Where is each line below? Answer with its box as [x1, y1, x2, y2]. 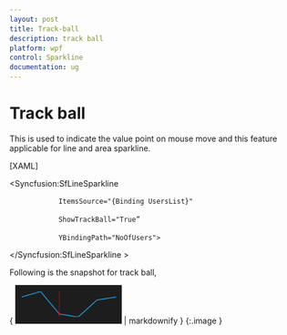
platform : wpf [9, 44, 64, 53]
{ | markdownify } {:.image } [9, 315, 223, 326]
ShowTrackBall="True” [57, 215, 141, 224]
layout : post [9, 15, 59, 24]
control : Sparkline [9, 53, 84, 63]
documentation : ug [9, 63, 79, 72]
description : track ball [9, 34, 104, 43]
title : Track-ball [9, 24, 79, 34]
